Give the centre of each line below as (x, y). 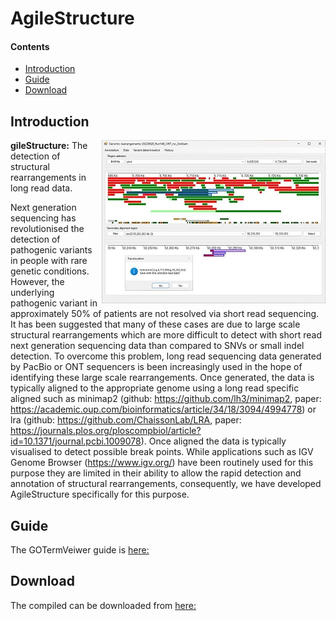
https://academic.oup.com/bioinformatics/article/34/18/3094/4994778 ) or (163, 409)
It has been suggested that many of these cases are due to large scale (155, 324)
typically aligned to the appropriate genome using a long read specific (155, 388)
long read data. (41, 188)
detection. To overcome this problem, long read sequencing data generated (166, 356)
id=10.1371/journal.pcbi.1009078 (76, 441)
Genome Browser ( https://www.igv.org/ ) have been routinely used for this (162, 463)
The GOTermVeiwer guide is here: (80, 550)
